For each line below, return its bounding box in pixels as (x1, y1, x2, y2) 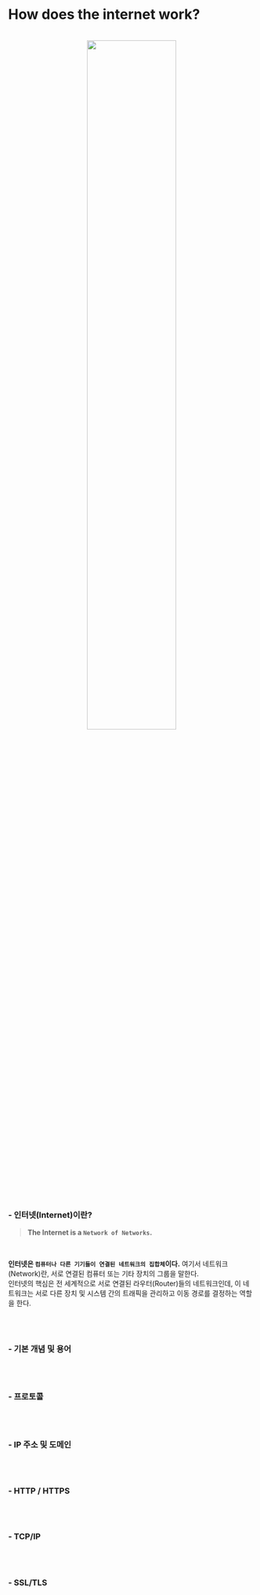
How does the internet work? (8, 5, 200, 24)
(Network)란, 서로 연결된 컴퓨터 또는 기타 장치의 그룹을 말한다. (8, 1269, 200, 1279)
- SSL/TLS (8, 1577, 48, 1588)
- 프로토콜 (8, 1392, 44, 1403)
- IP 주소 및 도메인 (8, 1439, 72, 1450)
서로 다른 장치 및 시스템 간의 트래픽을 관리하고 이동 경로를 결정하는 (34, 1289, 238, 1298)
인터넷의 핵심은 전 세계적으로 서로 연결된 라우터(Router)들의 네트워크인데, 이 (8, 1279, 241, 1289)
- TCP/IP (8, 1531, 42, 1542)
